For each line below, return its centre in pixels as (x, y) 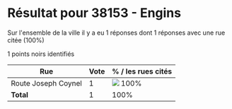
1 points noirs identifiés (41, 54)
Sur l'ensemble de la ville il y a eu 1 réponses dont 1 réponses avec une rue (116, 33)
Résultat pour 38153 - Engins (94, 13)
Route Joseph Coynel (47, 83)
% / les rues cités (142, 71)
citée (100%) (26, 40)
